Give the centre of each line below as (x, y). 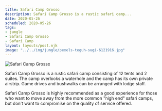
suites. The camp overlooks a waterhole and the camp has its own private (79, 79)
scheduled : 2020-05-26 (28, 23)
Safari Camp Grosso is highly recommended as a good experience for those (81, 93)
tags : (10, 28)
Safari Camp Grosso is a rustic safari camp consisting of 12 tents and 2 (76, 73)
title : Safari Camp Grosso (32, 9)
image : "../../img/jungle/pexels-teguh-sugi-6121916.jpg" (65, 50)
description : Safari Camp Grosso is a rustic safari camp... (68, 14)
